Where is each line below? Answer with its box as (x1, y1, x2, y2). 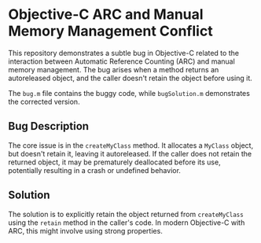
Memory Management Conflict (8, 22, 214, 40)
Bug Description (8, 120, 89, 133)
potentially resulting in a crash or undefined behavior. (8, 165, 181, 175)
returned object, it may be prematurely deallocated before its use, (8, 157, 222, 167)
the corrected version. (8, 97, 80, 106)
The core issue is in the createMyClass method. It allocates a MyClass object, (8, 140, 254, 150)
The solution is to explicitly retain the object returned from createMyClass (8, 209, 244, 219)
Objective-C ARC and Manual (8, 6, 204, 24)
